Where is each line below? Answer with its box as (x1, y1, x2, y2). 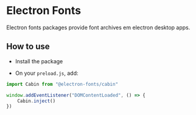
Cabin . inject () (17, 98, 56, 104)
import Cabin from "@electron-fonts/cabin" (6, 81, 119, 87)
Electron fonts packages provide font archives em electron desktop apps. (6, 24, 191, 31)
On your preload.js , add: (15, 69, 79, 77)
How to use (6, 41, 50, 52)
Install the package (15, 57, 63, 64)
